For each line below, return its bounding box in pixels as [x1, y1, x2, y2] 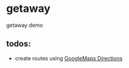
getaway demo [6, 21, 43, 29]
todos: [6, 39, 31, 49]
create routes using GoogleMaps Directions [14, 54, 123, 61]
